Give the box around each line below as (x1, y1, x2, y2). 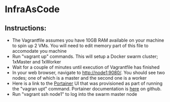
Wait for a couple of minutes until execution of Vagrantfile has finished (12, 64, 160, 70)
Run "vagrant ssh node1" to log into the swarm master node (12, 91, 137, 97)
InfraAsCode (5, 4, 60, 15)
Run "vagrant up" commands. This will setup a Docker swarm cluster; (12, 53, 158, 59)
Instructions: (5, 24, 47, 32)
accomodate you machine (12, 48, 67, 54)
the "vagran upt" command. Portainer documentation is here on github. (12, 86, 162, 92)
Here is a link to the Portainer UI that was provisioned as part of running (12, 80, 163, 86)
